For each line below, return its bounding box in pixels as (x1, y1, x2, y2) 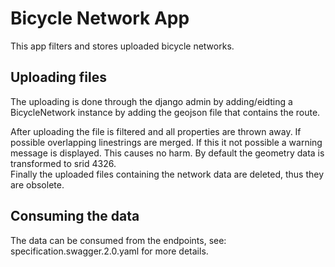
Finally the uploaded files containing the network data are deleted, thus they (10, 168, 325, 180)
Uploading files (10, 69, 108, 86)
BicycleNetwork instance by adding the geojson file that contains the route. (10, 106, 321, 118)
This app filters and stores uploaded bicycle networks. (10, 40, 235, 52)
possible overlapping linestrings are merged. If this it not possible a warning (10, 136, 323, 148)
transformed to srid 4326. (10, 157, 117, 169)
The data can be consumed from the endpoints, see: (10, 234, 227, 246)
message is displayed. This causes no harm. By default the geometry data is (10, 147, 325, 159)
